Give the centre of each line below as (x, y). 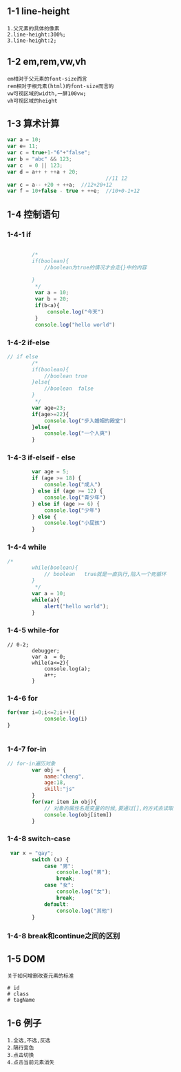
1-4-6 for (22, 698)
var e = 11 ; (23, 146)
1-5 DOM (26, 959)
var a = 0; (49, 657)
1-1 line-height (39, 11)
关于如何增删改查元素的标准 (41, 976)
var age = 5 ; (51, 472)
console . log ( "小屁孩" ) (75, 523)
